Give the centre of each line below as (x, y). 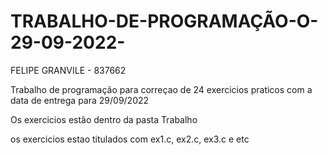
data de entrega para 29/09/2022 (80, 100)
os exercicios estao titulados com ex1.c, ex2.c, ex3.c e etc (130, 139)
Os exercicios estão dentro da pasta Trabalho (104, 119)
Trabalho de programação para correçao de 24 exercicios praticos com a (161, 89)
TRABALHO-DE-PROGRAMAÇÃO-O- (164, 21)
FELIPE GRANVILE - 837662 (68, 70)
